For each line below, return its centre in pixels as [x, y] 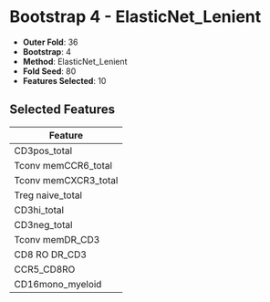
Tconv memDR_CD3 [57, 239]
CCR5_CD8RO [45, 269]
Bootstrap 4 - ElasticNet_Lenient [135, 17]
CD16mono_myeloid [58, 284]
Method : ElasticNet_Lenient [75, 61]
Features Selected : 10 [64, 80]
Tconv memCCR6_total [63, 165]
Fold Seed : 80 [49, 71]
